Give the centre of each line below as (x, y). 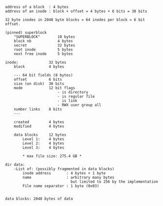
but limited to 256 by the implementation (114, 182)
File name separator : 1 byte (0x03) (61, 186)
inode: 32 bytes (36, 62)
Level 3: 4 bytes (43, 148)
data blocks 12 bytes (40, 135)
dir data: (15, 165)
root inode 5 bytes (43, 50)
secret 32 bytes (45, 45)
